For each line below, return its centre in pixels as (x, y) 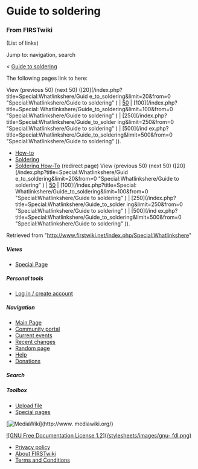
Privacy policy (33, 447)
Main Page (28, 323)
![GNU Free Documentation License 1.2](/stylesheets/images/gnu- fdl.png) (99, 435)
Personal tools (25, 279)
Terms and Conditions (43, 460)
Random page (32, 348)
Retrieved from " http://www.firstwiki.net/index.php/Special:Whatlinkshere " (99, 235)
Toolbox (17, 390)
